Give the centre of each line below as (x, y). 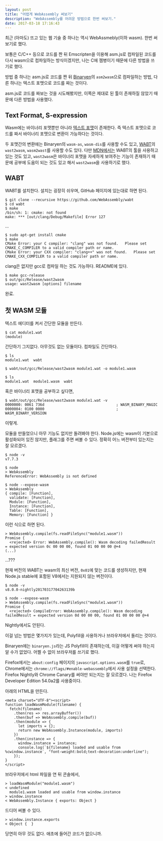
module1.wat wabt (24, 360)
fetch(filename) (26, 709)
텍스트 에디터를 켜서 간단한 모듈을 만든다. (44, 323)
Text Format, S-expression (46, 115)
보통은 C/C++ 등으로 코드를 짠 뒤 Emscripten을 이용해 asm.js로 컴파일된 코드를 (81, 54)
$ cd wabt (15, 204)
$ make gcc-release (25, 275)
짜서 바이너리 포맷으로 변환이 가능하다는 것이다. (59, 134)
